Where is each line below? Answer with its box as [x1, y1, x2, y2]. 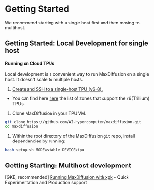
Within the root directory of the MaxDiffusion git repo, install [12, 133, 135, 139]
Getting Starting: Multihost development [5, 161, 131, 169]
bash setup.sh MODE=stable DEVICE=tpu [5, 148, 84, 153]
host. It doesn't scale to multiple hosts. [5, 76, 83, 82]
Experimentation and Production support [5, 179, 87, 185]
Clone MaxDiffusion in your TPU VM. [12, 110, 87, 116]
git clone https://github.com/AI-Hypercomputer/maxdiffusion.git [5, 119, 141, 124]
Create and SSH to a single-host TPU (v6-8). [12, 86, 103, 92]
